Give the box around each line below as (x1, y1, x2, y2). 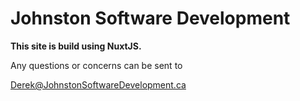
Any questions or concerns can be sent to (10, 59, 183, 71)
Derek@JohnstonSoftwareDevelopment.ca (10, 78, 187, 91)
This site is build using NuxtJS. (10, 40, 142, 52)
